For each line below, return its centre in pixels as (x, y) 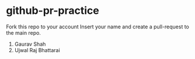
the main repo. (23, 32)
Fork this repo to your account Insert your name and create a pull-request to (98, 27)
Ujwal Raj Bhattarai (37, 50)
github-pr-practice (53, 11)
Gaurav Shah (30, 44)
